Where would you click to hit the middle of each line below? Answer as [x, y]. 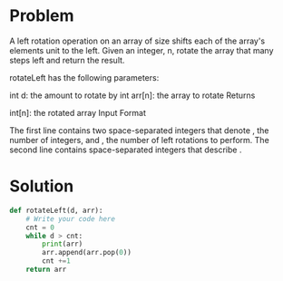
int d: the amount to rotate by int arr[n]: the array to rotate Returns [132, 95]
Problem [42, 16]
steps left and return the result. [67, 60]
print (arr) [63, 244]
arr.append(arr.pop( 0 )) [87, 253]
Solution [42, 186]
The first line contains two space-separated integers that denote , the [139, 130]
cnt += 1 [56, 261]
